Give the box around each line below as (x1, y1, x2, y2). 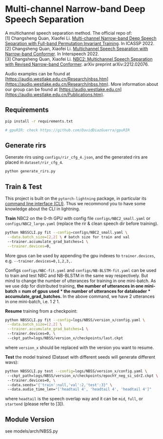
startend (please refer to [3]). (5, 401, 65, 407)
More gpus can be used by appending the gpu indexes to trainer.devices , (5, 252, 155, 258)
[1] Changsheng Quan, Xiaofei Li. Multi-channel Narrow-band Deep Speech (5, 35, 157, 41)
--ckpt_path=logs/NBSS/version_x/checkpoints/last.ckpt (7, 336, 123, 341)
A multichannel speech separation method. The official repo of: (5, 30, 132, 36)
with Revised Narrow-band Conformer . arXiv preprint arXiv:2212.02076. (5, 61, 149, 67)
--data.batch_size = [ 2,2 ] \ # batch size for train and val (7, 234, 130, 240)
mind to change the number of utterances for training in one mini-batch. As (5, 278, 156, 284)
